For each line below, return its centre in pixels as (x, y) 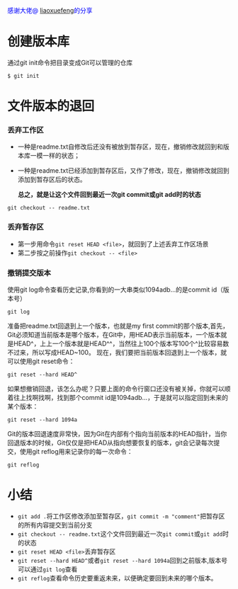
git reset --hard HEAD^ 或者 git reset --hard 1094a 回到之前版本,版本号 (123, 560)
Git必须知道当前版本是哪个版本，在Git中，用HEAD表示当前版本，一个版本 (114, 335)
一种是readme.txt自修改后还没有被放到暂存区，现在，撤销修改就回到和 (120, 147)
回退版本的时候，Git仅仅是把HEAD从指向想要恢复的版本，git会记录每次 (110, 443)
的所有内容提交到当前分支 (55, 525)
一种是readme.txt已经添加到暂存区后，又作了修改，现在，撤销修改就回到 (124, 171)
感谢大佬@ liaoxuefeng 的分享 (50, 10)
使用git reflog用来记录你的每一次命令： (76, 452)
